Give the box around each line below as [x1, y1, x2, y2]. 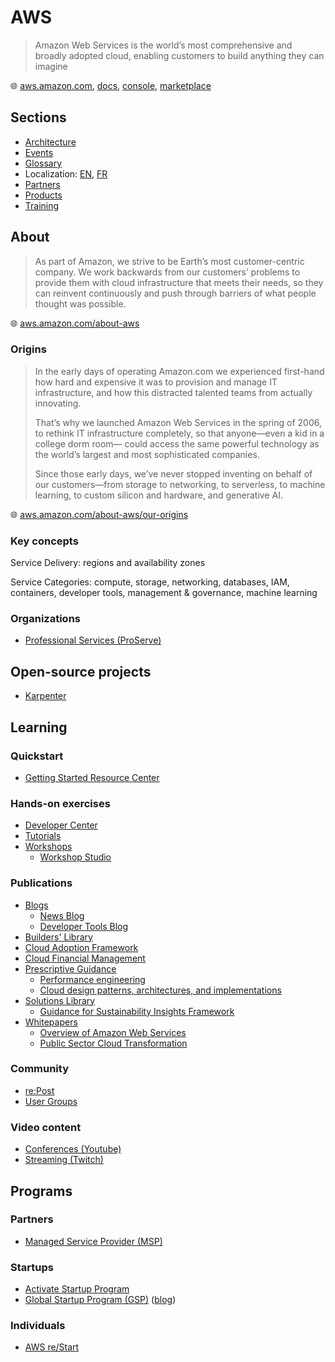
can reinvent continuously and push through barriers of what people [34, 287, 317, 299]
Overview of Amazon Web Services [39, 1026, 187, 1038]
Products [24, 189, 63, 201]
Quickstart [10, 749, 64, 763]
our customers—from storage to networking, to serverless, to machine [34, 478, 326, 490]
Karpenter [24, 690, 67, 702]
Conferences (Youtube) [24, 1143, 122, 1155]
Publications [10, 876, 73, 890]
